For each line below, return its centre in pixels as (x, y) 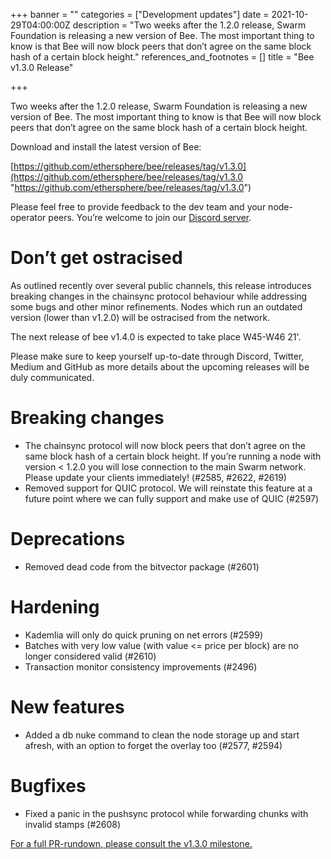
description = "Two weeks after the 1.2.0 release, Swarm (189, 25)
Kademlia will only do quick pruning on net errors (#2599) (144, 635)
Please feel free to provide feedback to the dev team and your (138, 207)
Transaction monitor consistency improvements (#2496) (141, 666)
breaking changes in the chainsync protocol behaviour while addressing (159, 296)
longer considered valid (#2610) (90, 656)
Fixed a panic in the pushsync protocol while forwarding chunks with (166, 813)
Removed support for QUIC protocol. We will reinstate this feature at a (168, 488)
